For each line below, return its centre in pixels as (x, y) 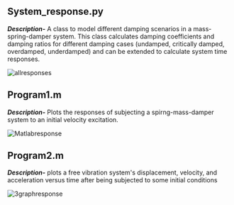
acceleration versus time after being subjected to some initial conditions (112, 180)
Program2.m (35, 156)
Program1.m (34, 95)
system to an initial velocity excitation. (63, 119)
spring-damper (29, 36)
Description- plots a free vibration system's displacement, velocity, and (112, 172)
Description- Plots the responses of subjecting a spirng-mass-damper (111, 112)
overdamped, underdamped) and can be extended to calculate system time (117, 51)
